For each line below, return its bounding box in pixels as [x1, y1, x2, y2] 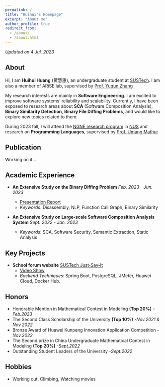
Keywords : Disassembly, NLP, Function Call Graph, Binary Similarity [19, 204, 158, 210]
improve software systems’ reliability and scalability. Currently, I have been [5, 98, 158, 104]
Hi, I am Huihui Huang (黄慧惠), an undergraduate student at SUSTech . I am [5, 77, 161, 83]
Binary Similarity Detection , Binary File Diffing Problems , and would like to [5, 108, 161, 114]
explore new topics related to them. [5, 113, 78, 120]
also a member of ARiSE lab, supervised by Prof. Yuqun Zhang [5, 83, 133, 89]
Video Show [19, 268, 45, 274]
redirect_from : [5, 26, 37, 31]
